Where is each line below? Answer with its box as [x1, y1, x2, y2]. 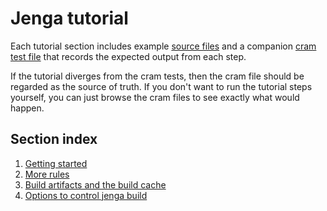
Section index [10, 131, 98, 148]
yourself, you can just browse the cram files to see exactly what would [10, 91, 300, 103]
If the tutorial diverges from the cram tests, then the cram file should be [10, 70, 305, 82]
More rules [24, 168, 70, 180]
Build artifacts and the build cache [24, 178, 167, 191]
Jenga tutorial [10, 7, 129, 30]
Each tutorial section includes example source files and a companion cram [10, 40, 317, 52]
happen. [10, 102, 45, 114]
